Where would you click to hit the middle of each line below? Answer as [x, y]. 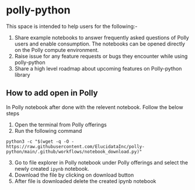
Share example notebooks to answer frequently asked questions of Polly [102, 37]
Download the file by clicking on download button [74, 175]
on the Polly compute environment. [57, 50]
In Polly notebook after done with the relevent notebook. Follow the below [95, 107]
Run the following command [48, 131]
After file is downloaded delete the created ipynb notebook [85, 181]
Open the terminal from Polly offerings [60, 124]
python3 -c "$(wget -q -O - [40, 141]
